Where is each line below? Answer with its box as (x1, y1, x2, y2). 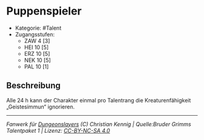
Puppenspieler (6, 4, 82, 18)
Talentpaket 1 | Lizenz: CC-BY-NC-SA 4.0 (6, 127, 110, 134)
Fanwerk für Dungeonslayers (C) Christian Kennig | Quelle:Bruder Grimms (6, 120, 191, 128)
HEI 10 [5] (24, 44, 49, 51)
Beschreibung (6, 81, 61, 91)
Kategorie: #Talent (15, 24, 62, 32)
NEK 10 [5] (24, 56, 51, 64)
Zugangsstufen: (15, 30, 55, 38)
